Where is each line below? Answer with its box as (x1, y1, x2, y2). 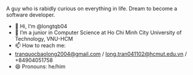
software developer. (6, 11, 55, 18)
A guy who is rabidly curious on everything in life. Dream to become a (6, 5, 178, 12)
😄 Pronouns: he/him (14, 63, 66, 70)
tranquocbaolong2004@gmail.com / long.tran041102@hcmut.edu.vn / (14, 50, 187, 57)
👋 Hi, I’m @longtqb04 (14, 23, 67, 30)
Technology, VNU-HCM (14, 35, 73, 42)
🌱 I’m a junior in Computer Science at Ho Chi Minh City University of (14, 29, 182, 36)
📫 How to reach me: (14, 42, 66, 49)
